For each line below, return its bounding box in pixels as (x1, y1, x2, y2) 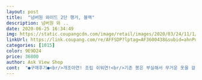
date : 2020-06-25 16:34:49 (6, 25, 74, 32)
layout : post (6, 8, 39, 15)
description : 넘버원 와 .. (6, 20, 69, 26)
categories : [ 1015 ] (6, 43, 55, 49)
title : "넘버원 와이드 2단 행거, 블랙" (6, 14, 95, 20)
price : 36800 (6, 54, 39, 60)
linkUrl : (6, 37, 28, 43)
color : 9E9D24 (6, 48, 42, 54)
